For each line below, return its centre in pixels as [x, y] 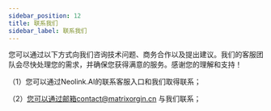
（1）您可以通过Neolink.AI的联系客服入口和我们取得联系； [105, 82]
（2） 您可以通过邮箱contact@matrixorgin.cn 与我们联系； [105, 99]
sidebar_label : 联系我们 [48, 31]
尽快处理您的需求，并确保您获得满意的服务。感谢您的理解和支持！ [132, 64]
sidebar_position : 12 [45, 16]
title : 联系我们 [33, 23]
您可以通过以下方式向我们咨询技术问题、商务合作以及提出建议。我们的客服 [132, 55]
